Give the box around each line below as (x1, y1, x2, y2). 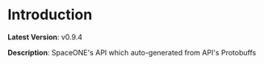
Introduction (7, 6, 93, 24)
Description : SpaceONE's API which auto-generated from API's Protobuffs (7, 47, 257, 57)
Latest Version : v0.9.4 (7, 32, 82, 42)
